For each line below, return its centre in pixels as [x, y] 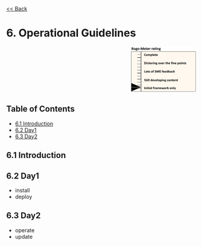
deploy [24, 197]
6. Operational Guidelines [71, 33]
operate [25, 230]
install [22, 190]
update [24, 236]
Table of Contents [41, 109]
